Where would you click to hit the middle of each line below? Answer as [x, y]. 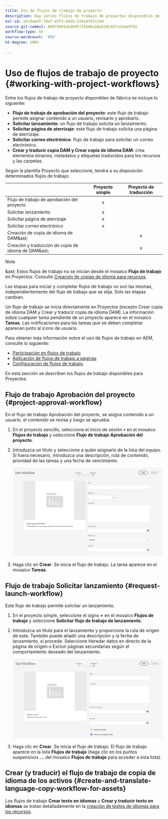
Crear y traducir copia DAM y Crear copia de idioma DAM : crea [78, 150]
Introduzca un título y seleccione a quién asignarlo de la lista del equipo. [87, 450]
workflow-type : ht [24, 32]
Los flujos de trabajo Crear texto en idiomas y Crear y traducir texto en [79, 800]
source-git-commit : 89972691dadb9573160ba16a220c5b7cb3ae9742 [71, 27]
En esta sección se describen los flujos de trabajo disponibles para [74, 374]
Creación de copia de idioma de [40, 233]
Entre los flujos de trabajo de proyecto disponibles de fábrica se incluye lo [81, 97]
